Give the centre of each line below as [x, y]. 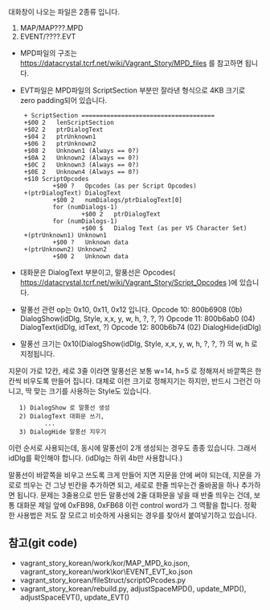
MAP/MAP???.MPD [51, 28]
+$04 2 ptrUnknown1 [60, 137]
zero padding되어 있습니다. [63, 100]
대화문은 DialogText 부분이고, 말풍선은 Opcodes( [98, 272]
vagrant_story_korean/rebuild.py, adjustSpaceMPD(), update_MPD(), [133, 588]
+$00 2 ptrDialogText [121, 214]
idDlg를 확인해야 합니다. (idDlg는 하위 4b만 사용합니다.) [96, 458]
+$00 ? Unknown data [90, 242]
